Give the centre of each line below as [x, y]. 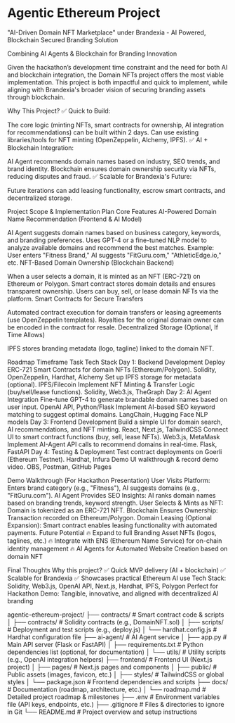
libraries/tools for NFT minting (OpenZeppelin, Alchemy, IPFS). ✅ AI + [108, 139]
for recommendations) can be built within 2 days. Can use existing [103, 132]
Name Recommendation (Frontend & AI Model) [75, 219]
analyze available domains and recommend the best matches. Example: [111, 247]
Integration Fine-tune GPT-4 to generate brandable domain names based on [117, 399]
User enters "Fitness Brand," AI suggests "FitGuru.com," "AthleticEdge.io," [114, 255]
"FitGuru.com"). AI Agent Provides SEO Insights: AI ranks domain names [112, 495]
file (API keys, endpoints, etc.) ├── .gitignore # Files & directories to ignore [116, 704]
